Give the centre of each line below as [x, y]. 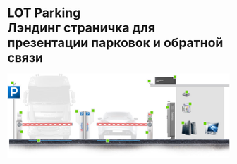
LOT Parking [44, 13]
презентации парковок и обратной [115, 43]
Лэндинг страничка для [81, 28]
